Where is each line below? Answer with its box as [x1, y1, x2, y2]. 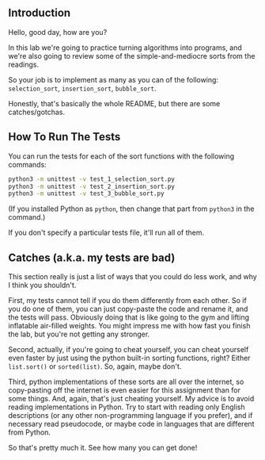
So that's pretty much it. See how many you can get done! [8, 443, 198, 453]
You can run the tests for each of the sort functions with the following [8, 151, 235, 161]
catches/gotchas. [8, 107, 66, 117]
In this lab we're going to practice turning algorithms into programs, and [8, 43, 243, 52]
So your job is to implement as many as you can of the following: [8, 75, 219, 84]
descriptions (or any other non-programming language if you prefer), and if [8, 411, 253, 420]
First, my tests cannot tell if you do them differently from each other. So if [8, 296, 247, 305]
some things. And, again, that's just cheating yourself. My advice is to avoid [8, 394, 255, 404]
